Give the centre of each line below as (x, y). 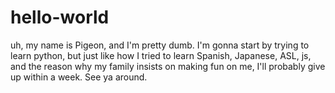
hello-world (60, 17)
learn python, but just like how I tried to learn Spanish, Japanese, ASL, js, (161, 55)
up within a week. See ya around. (79, 77)
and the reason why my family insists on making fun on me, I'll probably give (168, 66)
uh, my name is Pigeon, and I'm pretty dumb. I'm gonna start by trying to (160, 45)
